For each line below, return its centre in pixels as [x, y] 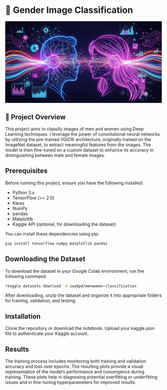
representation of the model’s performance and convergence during [75, 372]
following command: [26, 276]
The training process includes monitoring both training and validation [76, 361]
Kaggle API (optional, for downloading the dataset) [64, 224]
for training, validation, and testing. [41, 301]
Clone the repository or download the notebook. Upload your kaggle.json [80, 328]
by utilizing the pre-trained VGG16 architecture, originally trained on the [78, 140]
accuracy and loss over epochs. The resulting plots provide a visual [74, 367]
